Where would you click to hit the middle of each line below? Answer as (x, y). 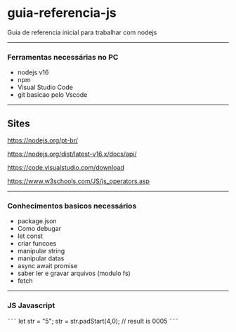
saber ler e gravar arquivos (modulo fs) (74, 273)
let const (30, 236)
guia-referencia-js (62, 13)
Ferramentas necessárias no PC (63, 57)
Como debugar (39, 229)
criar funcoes (37, 244)
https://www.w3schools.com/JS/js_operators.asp (78, 181)
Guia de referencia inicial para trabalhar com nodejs (82, 32)
